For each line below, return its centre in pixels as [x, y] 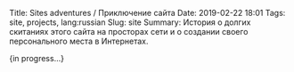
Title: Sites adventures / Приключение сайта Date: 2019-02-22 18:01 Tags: [147, 13]
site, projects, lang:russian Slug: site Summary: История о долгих [130, 22]
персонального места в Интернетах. [79, 41]
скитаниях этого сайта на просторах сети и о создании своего [129, 32]
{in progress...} [37, 58]
